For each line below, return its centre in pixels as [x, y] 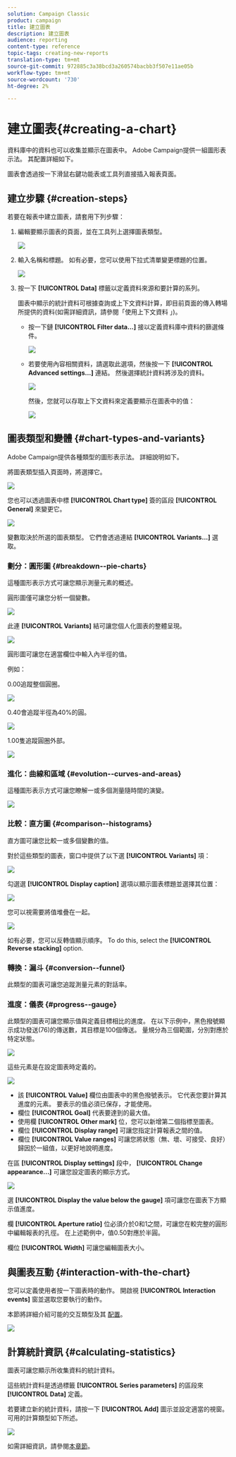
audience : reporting [38, 40]
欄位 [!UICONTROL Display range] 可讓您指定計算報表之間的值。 [112, 1130]
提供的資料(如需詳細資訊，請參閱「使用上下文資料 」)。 [103, 312]
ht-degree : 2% [28, 86]
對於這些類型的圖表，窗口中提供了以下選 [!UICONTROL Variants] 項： [109, 855]
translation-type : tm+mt [44, 60]
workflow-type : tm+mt [39, 73]
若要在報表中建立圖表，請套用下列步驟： [66, 217]
